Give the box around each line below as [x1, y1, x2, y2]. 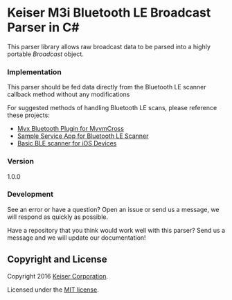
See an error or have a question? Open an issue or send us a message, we [7, 205, 220, 213]
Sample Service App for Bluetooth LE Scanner [17, 132, 149, 140]
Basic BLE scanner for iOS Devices [17, 139, 117, 148]
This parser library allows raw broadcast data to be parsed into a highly [7, 42, 211, 51]
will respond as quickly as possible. [7, 213, 109, 221]
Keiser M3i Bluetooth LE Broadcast [7, 5, 211, 21]
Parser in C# [7, 19, 80, 35]
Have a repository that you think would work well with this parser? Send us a [7, 226, 226, 234]
